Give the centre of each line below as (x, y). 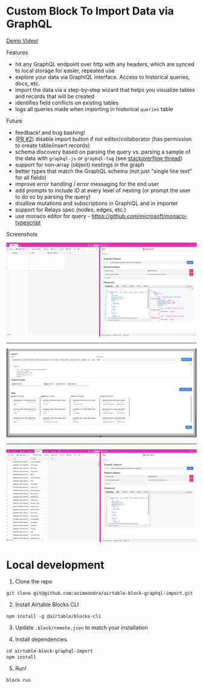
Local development (55, 565)
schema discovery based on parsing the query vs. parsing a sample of (103, 152)
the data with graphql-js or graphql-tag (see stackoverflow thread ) (99, 158)
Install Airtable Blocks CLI (47, 605)
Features (17, 52)
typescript (28, 222)
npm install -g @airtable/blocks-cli (54, 617)
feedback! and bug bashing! (50, 132)
